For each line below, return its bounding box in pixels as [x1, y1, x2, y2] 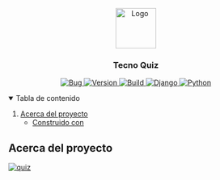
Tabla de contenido [15, 94, 81, 103]
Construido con [32, 118, 84, 128]
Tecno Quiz [112, 59, 159, 70]
